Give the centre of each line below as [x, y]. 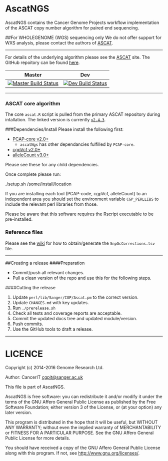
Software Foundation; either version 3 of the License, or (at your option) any [83, 407]
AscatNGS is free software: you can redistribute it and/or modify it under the [84, 397]
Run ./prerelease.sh [34, 308]
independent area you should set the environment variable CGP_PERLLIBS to [82, 199]
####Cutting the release [30, 287]
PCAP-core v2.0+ [30, 139]
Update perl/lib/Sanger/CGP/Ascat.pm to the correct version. [75, 297]
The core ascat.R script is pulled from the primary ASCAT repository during [83, 114]
